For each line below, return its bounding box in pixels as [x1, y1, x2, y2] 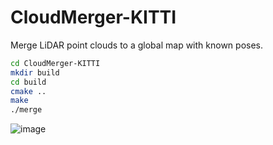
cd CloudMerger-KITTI [10, 58, 101, 68]
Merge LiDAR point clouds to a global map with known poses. [10, 39, 264, 51]
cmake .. [10, 86, 47, 96]
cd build [10, 77, 47, 87]
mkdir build [10, 67, 60, 78]
